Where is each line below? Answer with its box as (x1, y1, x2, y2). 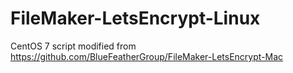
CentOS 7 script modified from (10, 40, 137, 52)
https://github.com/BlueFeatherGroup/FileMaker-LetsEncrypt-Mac (10, 50, 284, 62)
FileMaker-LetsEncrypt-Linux (10, 7, 261, 30)
